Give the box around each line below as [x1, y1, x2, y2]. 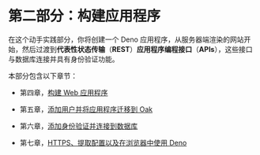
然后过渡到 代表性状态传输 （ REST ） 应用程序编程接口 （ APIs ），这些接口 [21, 44, 253, 54]
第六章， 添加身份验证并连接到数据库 [19, 121, 138, 131]
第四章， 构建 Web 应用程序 [19, 87, 108, 97]
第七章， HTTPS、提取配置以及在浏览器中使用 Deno [19, 138, 187, 147]
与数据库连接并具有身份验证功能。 [8, 54, 119, 64]
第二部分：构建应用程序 [8, 7, 161, 25]
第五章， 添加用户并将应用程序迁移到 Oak [19, 104, 153, 114]
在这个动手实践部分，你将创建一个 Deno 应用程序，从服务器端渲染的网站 [8, 35, 244, 44]
